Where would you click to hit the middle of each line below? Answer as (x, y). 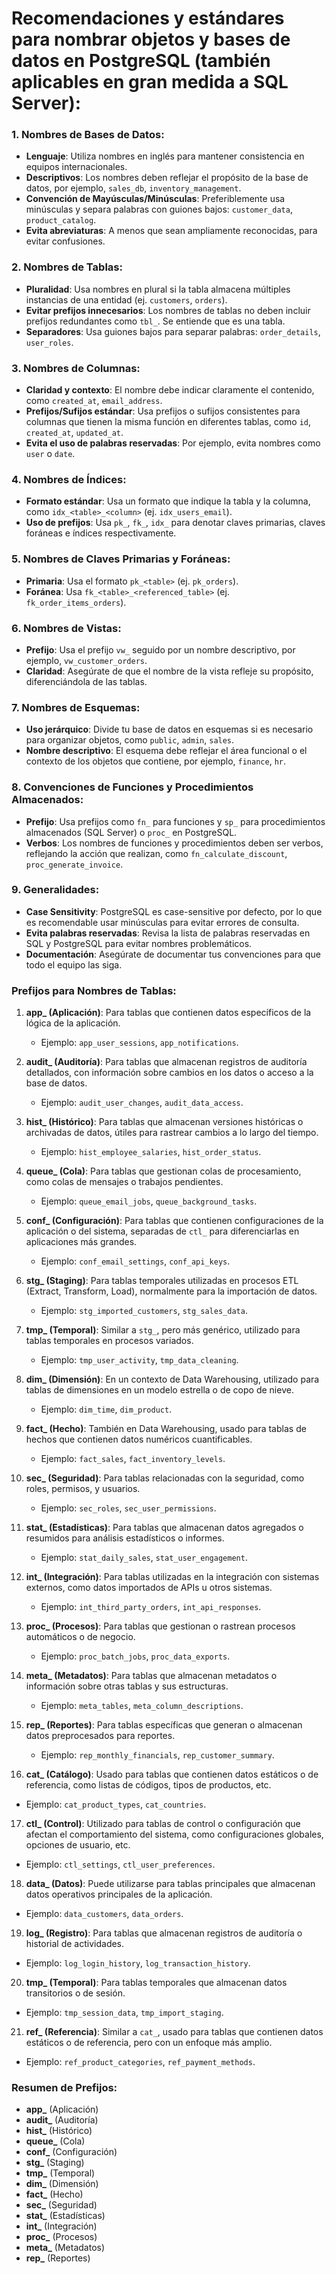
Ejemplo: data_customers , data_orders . (104, 1914)
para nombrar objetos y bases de (151, 39)
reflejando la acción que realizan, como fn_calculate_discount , (156, 853)
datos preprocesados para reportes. (100, 1736)
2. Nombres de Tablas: (67, 267)
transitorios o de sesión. (75, 1993)
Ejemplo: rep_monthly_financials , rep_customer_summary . (157, 1755)
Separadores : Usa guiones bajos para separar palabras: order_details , (173, 331)
